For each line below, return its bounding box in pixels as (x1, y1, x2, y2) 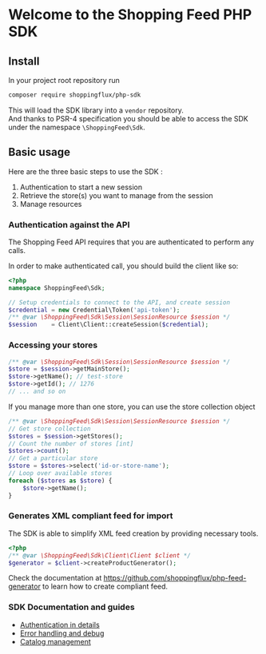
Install (8, 54, 40, 68)
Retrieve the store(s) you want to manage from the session (19, 190, 213, 200)
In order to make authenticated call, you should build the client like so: (8, 261, 239, 271)
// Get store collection (8, 425, 91, 433)
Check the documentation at (8, 573, 102, 583)
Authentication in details (19, 620, 100, 629)
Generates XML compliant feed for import (8, 510, 173, 521)
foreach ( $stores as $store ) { (8, 477, 113, 485)
